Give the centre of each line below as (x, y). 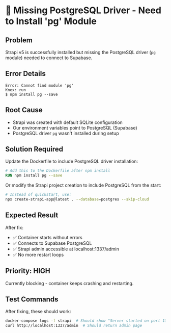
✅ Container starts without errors (47, 237)
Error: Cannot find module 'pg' (39, 85)
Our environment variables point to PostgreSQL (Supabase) (75, 127)
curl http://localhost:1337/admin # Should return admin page (74, 326)
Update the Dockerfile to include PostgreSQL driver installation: (72, 161)
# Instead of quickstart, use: (38, 195)
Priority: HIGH (28, 271)
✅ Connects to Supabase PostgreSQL (52, 243)
